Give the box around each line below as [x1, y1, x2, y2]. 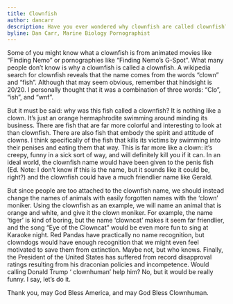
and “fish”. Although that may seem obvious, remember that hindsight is [7, 78, 213, 87]
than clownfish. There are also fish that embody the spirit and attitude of [7, 129, 214, 137]
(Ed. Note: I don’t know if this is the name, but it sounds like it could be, [7, 166, 210, 174]
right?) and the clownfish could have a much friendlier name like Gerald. [7, 173, 213, 182]
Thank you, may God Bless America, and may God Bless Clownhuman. [7, 289, 209, 297]
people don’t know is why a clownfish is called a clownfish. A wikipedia [7, 63, 211, 72]
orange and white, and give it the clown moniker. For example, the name [7, 209, 213, 217]
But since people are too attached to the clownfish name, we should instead [7, 186, 224, 195]
